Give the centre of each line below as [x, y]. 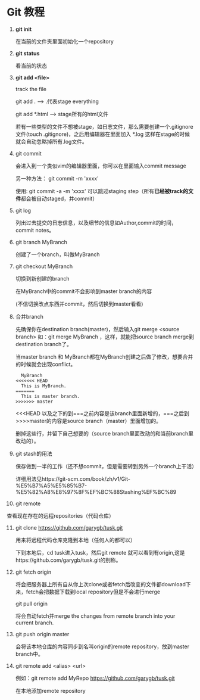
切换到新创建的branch [43, 278]
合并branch [29, 316]
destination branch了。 [43, 344]
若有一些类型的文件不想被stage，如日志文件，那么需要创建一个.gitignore [104, 126]
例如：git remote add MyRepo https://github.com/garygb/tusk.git [95, 678]
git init [24, 29]
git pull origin [32, 603]
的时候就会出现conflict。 [46, 364]
